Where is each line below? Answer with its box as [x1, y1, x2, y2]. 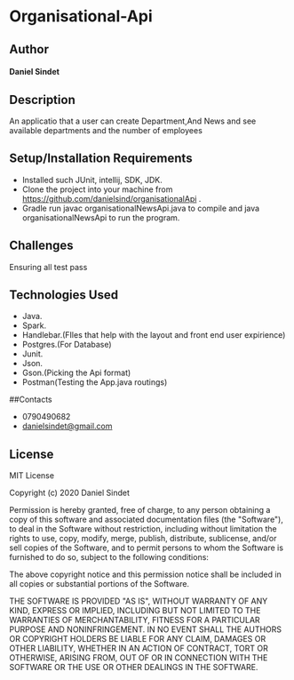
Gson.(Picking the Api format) [21, 367, 131, 379]
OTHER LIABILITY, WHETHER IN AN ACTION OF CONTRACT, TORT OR [9, 643, 268, 654]
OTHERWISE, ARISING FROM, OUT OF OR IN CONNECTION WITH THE [9, 652, 268, 663]
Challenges [9, 238, 74, 253]
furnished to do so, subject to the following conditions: [9, 552, 209, 563]
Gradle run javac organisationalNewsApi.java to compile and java [21, 203, 260, 213]
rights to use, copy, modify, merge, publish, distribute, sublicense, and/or [9, 533, 277, 544]
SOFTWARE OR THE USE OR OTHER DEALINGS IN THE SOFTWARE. [9, 662, 258, 673]
